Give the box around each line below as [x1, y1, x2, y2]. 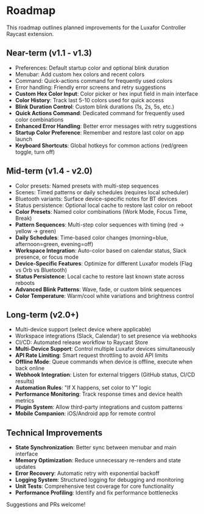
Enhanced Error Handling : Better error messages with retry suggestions [15, 122, 197, 130]
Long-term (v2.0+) [6, 309, 79, 320]
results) [15, 378, 35, 385]
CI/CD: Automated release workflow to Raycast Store [15, 339, 149, 346]
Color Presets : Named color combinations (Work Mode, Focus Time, [15, 208, 188, 215]
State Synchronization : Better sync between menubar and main [15, 444, 177, 451]
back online [15, 365, 44, 372]
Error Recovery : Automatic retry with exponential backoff [15, 470, 160, 477]
